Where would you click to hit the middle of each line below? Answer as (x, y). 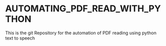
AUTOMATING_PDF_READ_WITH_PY (83, 9)
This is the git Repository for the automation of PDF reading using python (81, 33)
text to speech (20, 38)
